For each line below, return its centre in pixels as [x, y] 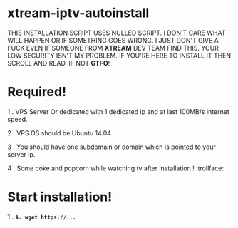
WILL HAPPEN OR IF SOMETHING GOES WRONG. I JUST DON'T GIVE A [113, 40]
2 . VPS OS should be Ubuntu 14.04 [59, 133]
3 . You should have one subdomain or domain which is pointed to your [112, 147]
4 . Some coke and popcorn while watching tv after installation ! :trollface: [116, 168]
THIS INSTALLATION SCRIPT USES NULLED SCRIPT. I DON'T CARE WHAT [117, 33]
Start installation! [60, 197]
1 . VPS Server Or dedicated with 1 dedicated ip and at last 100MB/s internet [118, 111]
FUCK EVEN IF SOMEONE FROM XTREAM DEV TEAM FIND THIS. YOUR [113, 48]
